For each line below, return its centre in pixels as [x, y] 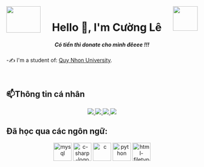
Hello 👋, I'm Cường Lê [107, 28]
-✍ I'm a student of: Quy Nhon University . [59, 61]
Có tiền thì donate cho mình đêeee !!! [102, 44]
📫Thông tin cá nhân [46, 94]
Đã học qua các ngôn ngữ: [57, 132]
